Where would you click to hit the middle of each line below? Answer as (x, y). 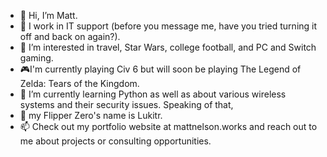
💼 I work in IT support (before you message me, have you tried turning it (168, 26)
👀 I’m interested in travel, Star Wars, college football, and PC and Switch (168, 47)
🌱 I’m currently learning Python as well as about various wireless (153, 94)
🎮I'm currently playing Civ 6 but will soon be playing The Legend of (160, 69)
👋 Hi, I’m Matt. (48, 15)
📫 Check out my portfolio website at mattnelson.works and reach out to (168, 126)
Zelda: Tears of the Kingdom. (79, 83)
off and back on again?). (70, 36)
